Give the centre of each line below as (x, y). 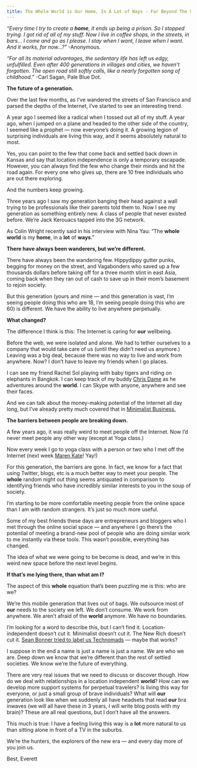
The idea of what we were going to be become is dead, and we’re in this (94, 557)
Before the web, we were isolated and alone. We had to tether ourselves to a (98, 343)
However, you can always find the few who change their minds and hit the (96, 166)
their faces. (20, 391)
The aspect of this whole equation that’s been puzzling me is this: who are (96, 586)
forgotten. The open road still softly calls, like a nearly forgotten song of (94, 70)
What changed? (26, 320)
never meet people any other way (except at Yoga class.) (75, 438)
